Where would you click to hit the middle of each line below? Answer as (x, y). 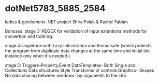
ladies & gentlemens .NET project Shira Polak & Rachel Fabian (66, 22)
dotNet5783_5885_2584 (55, 8)
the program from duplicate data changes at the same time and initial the (77, 51)
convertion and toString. (29, 36)
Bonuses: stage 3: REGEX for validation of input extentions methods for (76, 31)
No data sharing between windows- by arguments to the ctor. (66, 75)
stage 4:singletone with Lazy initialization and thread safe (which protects (79, 45)
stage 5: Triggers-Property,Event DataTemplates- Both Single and (70, 65)
